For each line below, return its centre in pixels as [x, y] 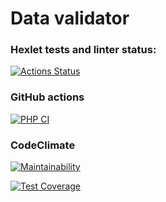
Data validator [70, 18]
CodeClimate [43, 145]
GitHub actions [47, 97]
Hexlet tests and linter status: [83, 50]
